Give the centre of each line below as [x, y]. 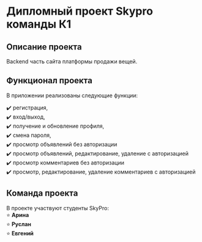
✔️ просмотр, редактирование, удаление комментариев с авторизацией [101, 172]
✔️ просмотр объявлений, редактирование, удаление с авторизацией [97, 153]
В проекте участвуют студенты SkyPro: [58, 208]
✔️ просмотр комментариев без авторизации [65, 163]
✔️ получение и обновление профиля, [55, 126]
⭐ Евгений [20, 233]
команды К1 [39, 24]
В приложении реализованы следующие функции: [72, 95]
